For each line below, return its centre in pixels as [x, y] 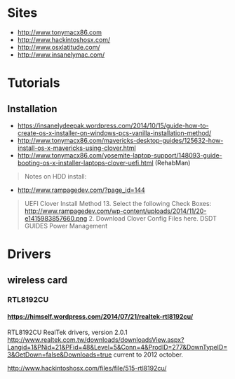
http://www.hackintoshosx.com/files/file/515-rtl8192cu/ [87, 368]
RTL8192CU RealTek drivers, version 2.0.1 [67, 332]
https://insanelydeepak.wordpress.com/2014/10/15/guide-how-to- [113, 125]
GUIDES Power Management [66, 226]
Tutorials [34, 83]
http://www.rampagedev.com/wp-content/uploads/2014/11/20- [115, 211]
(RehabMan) [173, 163]
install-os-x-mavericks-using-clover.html [76, 148]
